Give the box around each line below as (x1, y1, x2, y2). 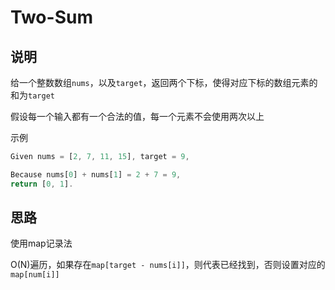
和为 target (10, 89, 55, 101)
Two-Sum (10, 6, 93, 29)
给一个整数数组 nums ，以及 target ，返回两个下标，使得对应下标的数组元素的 (10, 77, 318, 88)
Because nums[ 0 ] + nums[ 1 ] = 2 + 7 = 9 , (10, 169, 182, 180)
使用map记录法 (10, 237, 73, 250)
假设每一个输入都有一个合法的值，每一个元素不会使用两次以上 (10, 111, 265, 122)
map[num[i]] (10, 270, 60, 280)
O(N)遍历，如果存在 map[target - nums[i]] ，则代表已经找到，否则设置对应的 (10, 259, 326, 271)
